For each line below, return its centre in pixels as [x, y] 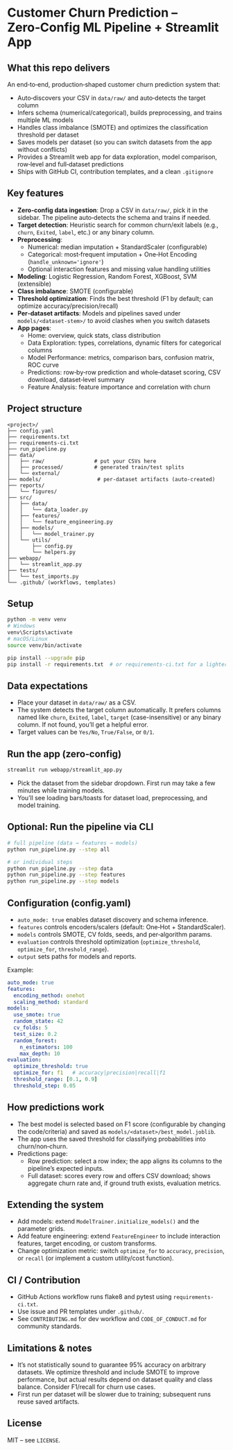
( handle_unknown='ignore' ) [66, 261]
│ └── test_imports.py [43, 576]
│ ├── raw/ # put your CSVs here [82, 461]
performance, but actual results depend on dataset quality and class [115, 1380]
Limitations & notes [50, 1348]
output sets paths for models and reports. [77, 956]
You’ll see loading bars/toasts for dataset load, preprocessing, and [112, 798]
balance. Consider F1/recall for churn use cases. [86, 1387]
